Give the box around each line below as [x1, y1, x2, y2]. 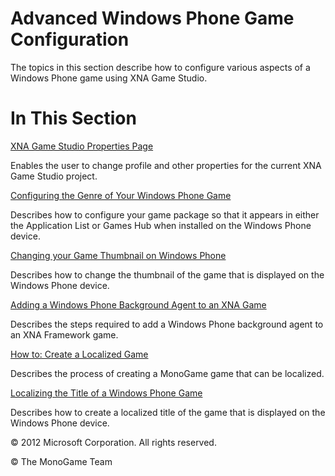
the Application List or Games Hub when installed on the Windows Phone [10, 219, 312, 231]
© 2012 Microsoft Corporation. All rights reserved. [10, 436, 217, 448]
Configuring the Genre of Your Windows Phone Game [10, 189, 232, 201]
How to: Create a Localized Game [10, 348, 149, 360]
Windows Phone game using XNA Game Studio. [10, 72, 208, 84]
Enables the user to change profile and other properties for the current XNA [10, 159, 322, 171]
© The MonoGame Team [10, 455, 113, 467]
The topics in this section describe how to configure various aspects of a [10, 61, 311, 73]
